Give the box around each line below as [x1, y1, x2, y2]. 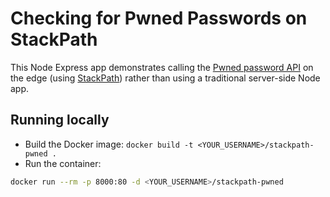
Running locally [10, 112, 110, 129]
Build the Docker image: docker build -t [24, 138, 194, 150]
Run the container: [24, 157, 102, 169]
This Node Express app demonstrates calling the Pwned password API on [10, 61, 314, 73]
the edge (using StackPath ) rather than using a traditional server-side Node [10, 72, 321, 84]
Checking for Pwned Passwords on [10, 7, 308, 30]
